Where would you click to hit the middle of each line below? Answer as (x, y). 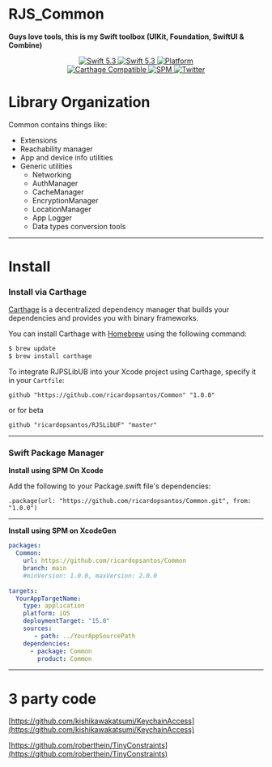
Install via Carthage (48, 292)
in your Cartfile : (36, 381)
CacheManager (58, 192)
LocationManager (62, 209)
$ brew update (32, 349)
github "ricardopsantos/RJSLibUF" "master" (83, 425)
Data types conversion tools (79, 226)
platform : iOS (47, 614)
